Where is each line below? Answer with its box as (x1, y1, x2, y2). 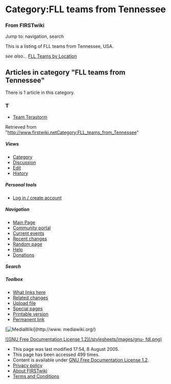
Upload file (12, 300, 36, 306)
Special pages (12, 305, 43, 311)
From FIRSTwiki (5, 22, 45, 29)
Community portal (12, 225, 51, 231)
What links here (12, 289, 46, 295)
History (12, 170, 29, 176)
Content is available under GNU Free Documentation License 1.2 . (12, 356, 149, 363)
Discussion (12, 159, 36, 165)
